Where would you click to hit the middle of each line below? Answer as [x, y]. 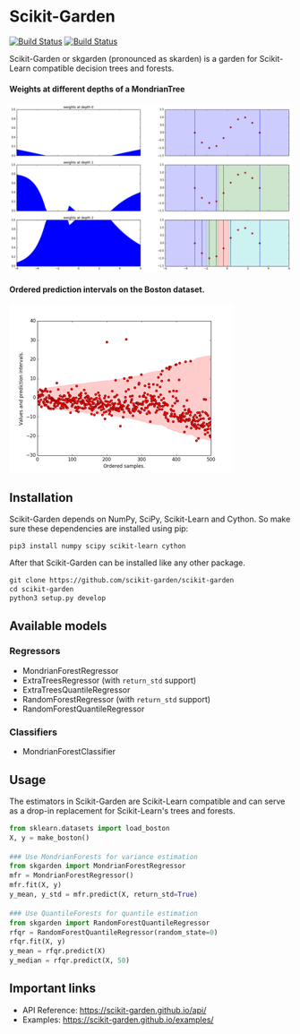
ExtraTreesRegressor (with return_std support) [109, 680]
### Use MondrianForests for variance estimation [104, 857]
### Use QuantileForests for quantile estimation [104, 913]
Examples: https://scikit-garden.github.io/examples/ [118, 1020]
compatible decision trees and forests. [103, 68]
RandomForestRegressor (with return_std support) [116, 699]
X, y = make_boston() [50, 838]
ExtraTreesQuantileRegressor [76, 689]
